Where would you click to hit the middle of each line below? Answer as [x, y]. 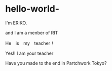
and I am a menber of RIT [32, 32]
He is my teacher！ [30, 43]
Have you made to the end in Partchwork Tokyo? [56, 63]
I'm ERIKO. [16, 23]
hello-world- [32, 9]
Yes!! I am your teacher [29, 53]
